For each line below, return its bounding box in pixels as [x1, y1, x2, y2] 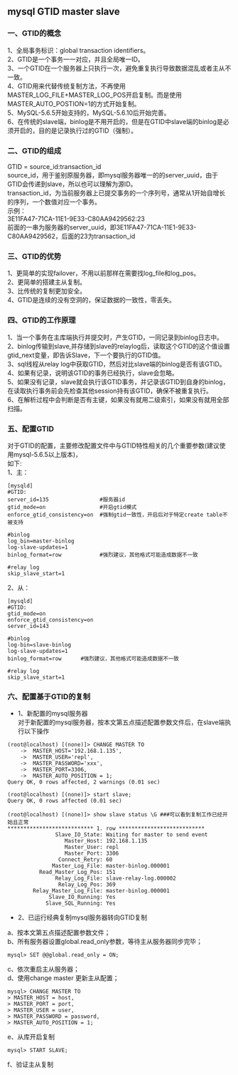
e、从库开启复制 [7, 1033, 55, 1041]
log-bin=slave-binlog [7, 641, 72, 648]
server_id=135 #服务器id [7, 495, 126, 503]
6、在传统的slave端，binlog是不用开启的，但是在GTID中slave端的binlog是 [7, 117, 224, 125]
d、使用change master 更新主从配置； [7, 974, 119, 982]
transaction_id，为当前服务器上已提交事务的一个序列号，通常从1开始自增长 [7, 188, 226, 197]
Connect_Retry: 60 [58, 856, 113, 863]
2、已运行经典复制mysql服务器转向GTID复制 [17, 913, 148, 922]
